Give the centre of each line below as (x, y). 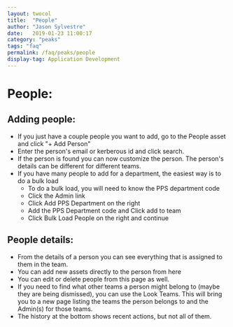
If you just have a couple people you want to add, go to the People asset (121, 136)
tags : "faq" (24, 46)
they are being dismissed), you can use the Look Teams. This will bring (120, 293)
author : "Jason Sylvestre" (47, 27)
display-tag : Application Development (64, 59)
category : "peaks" (34, 40)
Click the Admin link (57, 196)
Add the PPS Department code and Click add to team (105, 210)
